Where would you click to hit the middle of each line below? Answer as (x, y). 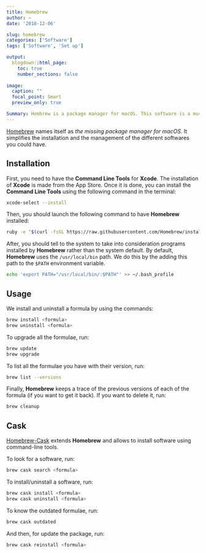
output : (16, 57)
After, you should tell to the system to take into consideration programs (96, 244)
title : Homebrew (27, 12)
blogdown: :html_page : (40, 63)
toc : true (30, 68)
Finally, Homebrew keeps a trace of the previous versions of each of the (98, 389)
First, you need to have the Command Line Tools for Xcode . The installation (102, 178)
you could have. (27, 144)
